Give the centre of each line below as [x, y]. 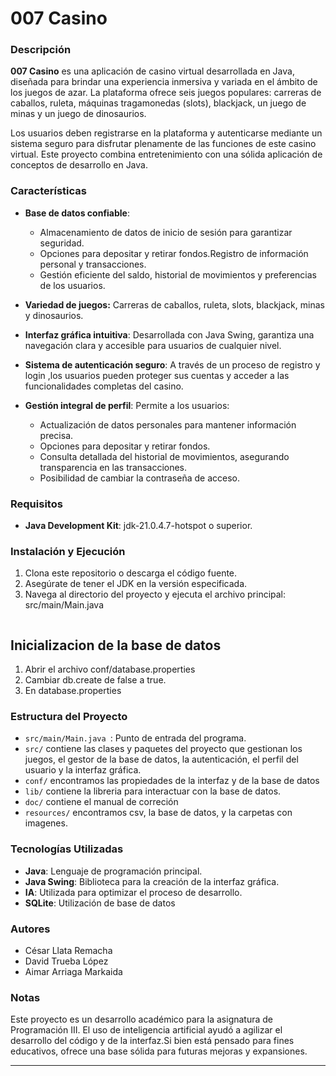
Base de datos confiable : [77, 213]
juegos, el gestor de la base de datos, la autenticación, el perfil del [161, 759]
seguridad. [62, 243]
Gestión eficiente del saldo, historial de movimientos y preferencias [178, 274]
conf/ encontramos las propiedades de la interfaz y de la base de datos [172, 781]
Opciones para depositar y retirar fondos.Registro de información [174, 253]
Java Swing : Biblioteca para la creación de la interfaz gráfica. [152, 881]
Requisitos [36, 504]
